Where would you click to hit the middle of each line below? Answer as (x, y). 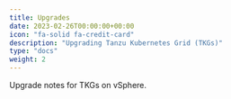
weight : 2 (28, 59)
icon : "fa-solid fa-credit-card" (72, 34)
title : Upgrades (40, 18)
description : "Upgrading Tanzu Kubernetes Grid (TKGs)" (116, 43)
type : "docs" (34, 51)
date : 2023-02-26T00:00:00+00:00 (72, 26)
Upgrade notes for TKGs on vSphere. (78, 85)
